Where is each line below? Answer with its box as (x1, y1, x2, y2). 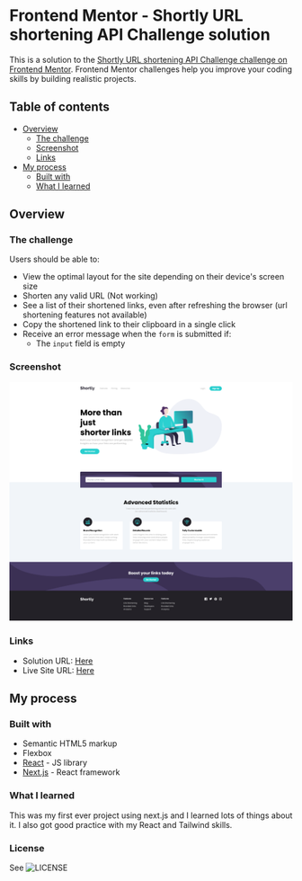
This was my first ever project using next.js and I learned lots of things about (9, 810, 293, 821)
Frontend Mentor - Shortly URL (9, 5, 244, 26)
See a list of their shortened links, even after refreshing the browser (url (22, 300, 288, 311)
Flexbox (22, 748, 52, 759)
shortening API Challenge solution (9, 24, 271, 45)
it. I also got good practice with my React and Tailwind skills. (9, 819, 233, 830)
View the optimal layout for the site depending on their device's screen (22, 271, 285, 282)
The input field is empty (35, 338, 126, 349)
